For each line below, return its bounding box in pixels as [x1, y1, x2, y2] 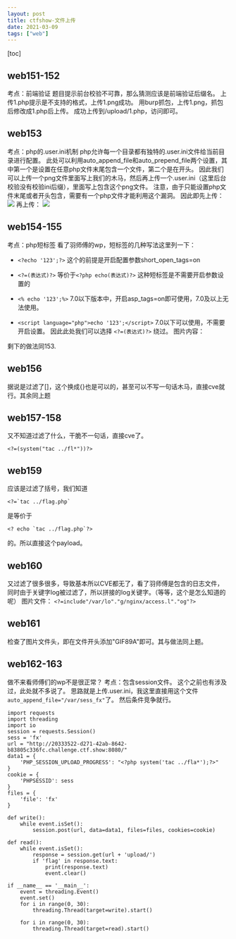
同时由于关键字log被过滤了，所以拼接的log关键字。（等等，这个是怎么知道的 [7, 587, 226, 596]
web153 [7, 128, 42, 139]
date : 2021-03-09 [7, 23, 58, 30]
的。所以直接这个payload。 [7, 539, 87, 547]
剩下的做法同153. [7, 342, 56, 350]
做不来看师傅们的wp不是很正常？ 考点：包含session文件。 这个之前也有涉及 [7, 678, 228, 686]
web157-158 [7, 411, 62, 423]
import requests [7, 709, 55, 716]
